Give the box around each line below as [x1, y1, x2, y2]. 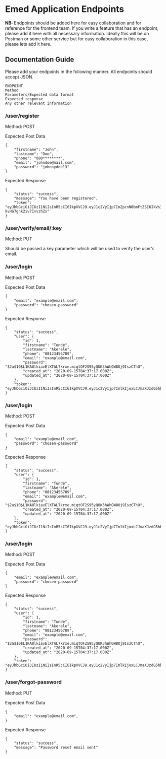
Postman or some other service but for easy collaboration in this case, [5, 36, 148, 42]
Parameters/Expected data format [5, 92, 74, 97]
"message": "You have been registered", [14, 196, 98, 201]
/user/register [5, 112, 40, 119]
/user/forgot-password [5, 679, 62, 686]
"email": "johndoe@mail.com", [14, 160, 77, 165]
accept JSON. [5, 73, 34, 80]
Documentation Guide [5, 56, 74, 64]
